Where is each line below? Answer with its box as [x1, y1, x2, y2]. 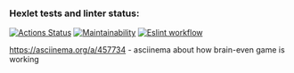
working [9, 54, 40, 65]
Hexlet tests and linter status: [9, 7, 140, 20]
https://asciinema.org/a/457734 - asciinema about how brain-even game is [9, 45, 285, 55]
